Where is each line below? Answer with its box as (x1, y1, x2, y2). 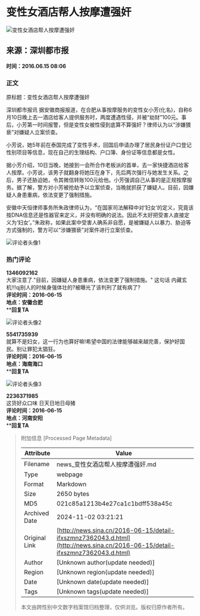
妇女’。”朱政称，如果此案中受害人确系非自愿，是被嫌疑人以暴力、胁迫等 (17, 219, 192, 226)
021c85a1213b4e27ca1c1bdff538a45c (56, 500, 173, 508)
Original (23, 534, 46, 542)
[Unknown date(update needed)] (56, 578, 149, 586)
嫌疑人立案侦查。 (18, 129, 61, 136)
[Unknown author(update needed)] (56, 559, 155, 567)
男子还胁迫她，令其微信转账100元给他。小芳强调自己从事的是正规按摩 (16, 177, 187, 184)
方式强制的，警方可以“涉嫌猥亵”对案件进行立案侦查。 (6, 226, 136, 233)
